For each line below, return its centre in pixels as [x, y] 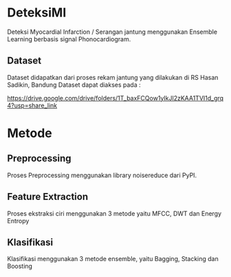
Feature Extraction [47, 197]
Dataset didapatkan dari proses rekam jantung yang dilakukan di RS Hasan [113, 77]
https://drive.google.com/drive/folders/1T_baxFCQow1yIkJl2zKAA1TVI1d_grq [115, 98]
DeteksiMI [37, 13]
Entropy [18, 220]
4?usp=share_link [32, 105]
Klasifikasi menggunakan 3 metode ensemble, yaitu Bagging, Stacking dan [113, 259]
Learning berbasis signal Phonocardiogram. [69, 39]
